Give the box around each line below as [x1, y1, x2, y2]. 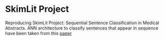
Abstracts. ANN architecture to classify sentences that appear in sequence [5, 25, 159, 31]
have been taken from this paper [5, 30, 72, 36]
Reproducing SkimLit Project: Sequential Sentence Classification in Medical [5, 20, 160, 26]
